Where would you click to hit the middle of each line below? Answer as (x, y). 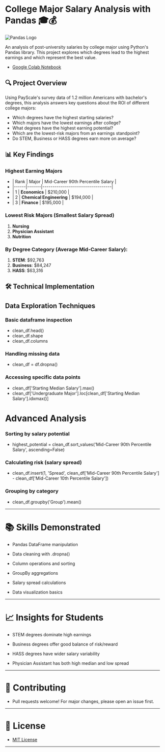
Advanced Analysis (46, 418)
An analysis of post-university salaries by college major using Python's (77, 47)
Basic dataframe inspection (39, 320)
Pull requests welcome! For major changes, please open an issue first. (83, 701)
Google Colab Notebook (37, 67)
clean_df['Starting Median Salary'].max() (53, 388)
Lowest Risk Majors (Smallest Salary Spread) (60, 215)
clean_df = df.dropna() (35, 364)
